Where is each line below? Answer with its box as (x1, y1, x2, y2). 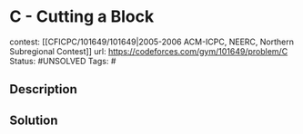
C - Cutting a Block (9, 6, 155, 27)
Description (9, 81, 77, 97)
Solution (9, 112, 58, 128)
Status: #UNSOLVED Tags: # (9, 55, 116, 66)
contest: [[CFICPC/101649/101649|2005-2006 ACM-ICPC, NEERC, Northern (9, 36, 294, 47)
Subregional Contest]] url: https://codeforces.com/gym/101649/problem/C (9, 45, 288, 56)
